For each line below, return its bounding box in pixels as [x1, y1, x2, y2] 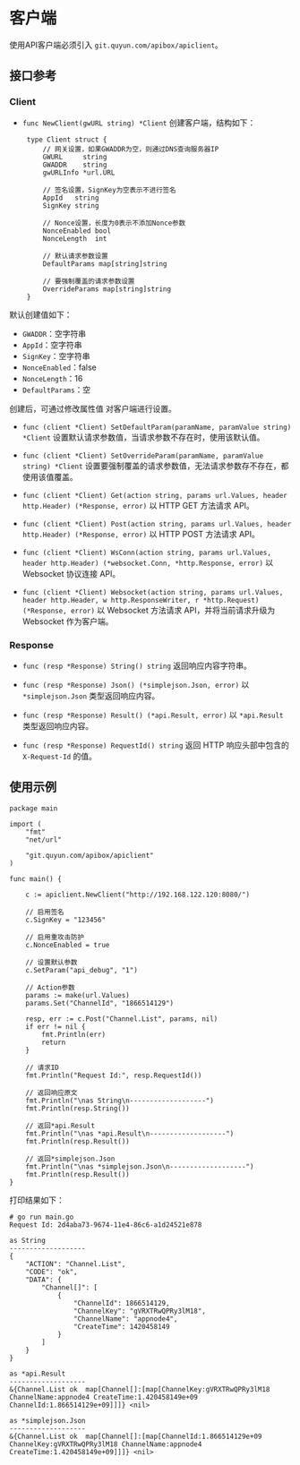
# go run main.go [9, 1212, 74, 1221]
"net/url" [25, 835, 63, 844]
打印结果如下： [9, 1195, 64, 1205]
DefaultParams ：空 [21, 384, 91, 395]
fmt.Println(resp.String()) [25, 1103, 130, 1113]
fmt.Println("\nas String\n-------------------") [25, 1096, 215, 1105]
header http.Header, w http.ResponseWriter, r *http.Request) [21, 595, 260, 604]
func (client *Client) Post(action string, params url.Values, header [21, 519, 292, 528]
